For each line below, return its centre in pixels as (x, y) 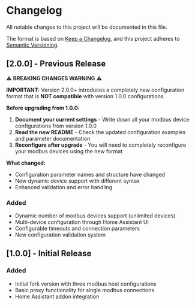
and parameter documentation (52, 138)
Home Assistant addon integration (57, 296)
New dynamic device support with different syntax (77, 181)
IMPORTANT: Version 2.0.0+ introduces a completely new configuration (95, 90)
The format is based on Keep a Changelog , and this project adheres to (93, 38)
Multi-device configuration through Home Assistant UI (82, 222)
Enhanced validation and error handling (64, 187)
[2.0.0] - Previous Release (56, 64)
